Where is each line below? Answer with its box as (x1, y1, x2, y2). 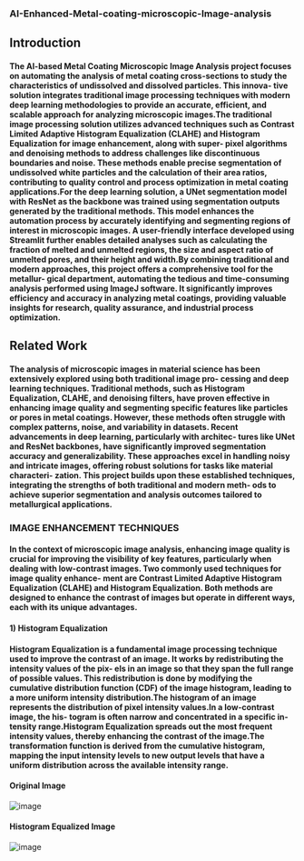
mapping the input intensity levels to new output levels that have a (9, 749, 265, 761)
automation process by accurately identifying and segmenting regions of (9, 215, 291, 225)
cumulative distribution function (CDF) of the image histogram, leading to (9, 682, 292, 693)
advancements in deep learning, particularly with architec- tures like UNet (9, 431, 296, 442)
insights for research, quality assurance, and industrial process (9, 302, 254, 313)
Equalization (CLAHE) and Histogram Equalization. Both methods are (9, 583, 274, 594)
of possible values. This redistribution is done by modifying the (9, 672, 253, 684)
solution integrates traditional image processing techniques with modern (9, 89, 290, 100)
